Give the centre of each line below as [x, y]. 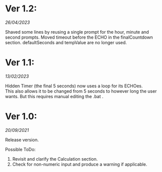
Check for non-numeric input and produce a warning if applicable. [80, 164]
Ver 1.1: [20, 63]
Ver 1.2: [21, 9]
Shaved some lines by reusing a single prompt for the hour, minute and [77, 32]
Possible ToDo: [20, 149]
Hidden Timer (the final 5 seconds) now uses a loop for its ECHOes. [74, 86]
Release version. [22, 140]
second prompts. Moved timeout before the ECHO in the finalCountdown [79, 37]
